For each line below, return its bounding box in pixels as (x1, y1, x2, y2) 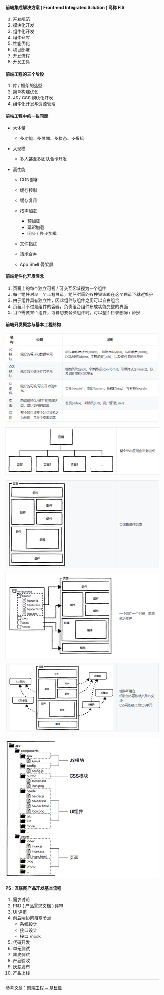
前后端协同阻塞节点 (12, 915, 52, 921)
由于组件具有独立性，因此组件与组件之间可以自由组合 (12, 297, 120, 303)
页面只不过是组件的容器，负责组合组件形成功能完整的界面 (12, 303, 128, 309)
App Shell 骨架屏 (19, 261, 54, 267)
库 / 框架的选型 (12, 83, 43, 89)
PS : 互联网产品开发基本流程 (5, 885, 62, 891)
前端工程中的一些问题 (5, 113, 48, 119)
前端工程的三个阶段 (5, 71, 44, 77)
